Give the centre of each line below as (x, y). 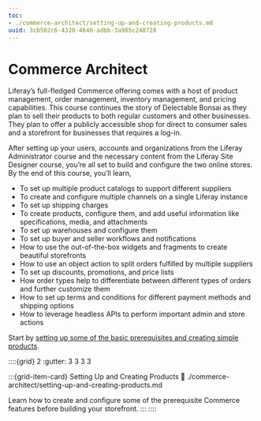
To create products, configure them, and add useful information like (129, 214)
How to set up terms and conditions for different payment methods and (135, 297)
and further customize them (65, 289)
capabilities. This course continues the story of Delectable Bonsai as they (127, 108)
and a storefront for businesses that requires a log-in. (95, 133)
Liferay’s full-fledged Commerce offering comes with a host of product (123, 91)
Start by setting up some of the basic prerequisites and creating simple (123, 338)
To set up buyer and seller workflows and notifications (108, 239)
